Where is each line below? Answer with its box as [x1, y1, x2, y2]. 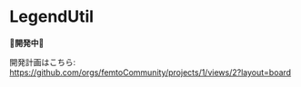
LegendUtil [9, 6, 94, 27]
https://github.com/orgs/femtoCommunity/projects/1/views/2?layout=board [9, 66, 292, 78]
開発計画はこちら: [9, 56, 76, 67]
